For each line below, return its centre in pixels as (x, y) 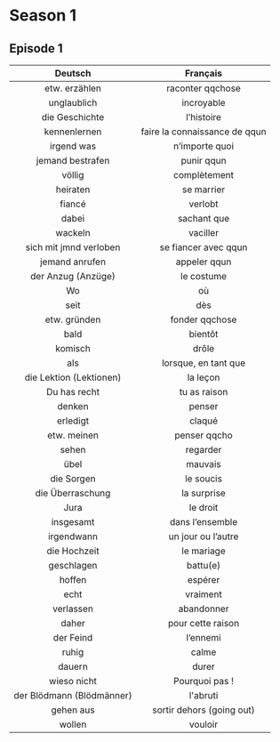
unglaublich (73, 103)
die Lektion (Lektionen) (73, 377)
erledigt (73, 421)
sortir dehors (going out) (204, 710)
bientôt (204, 334)
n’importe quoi (203, 146)
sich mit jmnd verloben (73, 247)
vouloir (204, 724)
